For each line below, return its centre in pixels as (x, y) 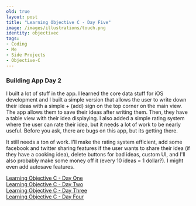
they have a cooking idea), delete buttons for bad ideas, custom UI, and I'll (96, 154)
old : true (18, 11)
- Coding (17, 44)
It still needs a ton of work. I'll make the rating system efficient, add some (94, 142)
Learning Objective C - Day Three (47, 190)
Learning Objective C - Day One (44, 178)
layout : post (22, 17)
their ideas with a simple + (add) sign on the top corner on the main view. (94, 106)
